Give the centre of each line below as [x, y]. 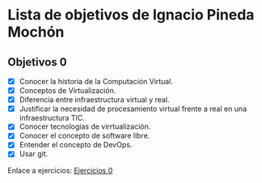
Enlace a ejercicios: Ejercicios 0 [60, 170]
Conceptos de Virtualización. [68, 91]
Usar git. [34, 154]
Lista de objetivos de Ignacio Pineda [131, 15]
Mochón [36, 32]
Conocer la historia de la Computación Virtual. [96, 81]
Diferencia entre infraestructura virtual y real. [94, 100]
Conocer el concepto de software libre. [85, 136]
